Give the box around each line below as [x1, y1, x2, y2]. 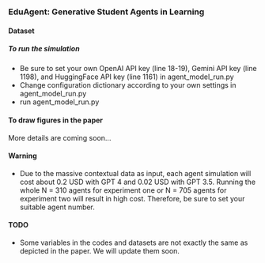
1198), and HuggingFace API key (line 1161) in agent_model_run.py [19, 72, 235, 81]
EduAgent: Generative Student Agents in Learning [8, 6, 205, 17]
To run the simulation [8, 44, 81, 54]
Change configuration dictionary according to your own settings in [19, 81, 237, 90]
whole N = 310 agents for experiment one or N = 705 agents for [19, 185, 227, 195]
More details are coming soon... [8, 133, 112, 142]
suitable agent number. [19, 202, 95, 212]
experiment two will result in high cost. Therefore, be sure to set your [19, 193, 245, 203]
